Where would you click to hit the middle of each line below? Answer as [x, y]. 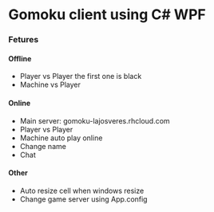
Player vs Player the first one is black [81, 77]
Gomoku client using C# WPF [107, 15]
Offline [20, 58]
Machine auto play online [61, 138]
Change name [43, 146]
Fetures [24, 40]
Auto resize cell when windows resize [82, 190]
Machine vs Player [50, 84]
